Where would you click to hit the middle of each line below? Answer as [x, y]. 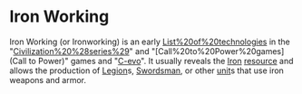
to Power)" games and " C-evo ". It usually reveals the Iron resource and [161, 61]
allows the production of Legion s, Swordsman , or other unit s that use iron [146, 70]
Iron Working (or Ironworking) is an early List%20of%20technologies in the [150, 42]
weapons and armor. [48, 80]
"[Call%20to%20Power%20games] [218, 51]
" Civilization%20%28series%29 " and [79, 51]
